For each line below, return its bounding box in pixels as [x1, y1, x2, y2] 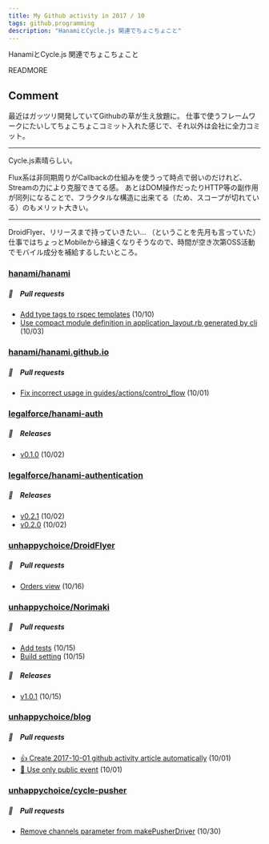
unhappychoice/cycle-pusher [8, 785, 127, 796]
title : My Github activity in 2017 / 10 [8, 11, 146, 20]
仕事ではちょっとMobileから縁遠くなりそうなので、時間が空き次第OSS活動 [8, 237, 255, 247]
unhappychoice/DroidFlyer [8, 539, 115, 551]
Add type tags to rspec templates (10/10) [19, 309, 155, 319]
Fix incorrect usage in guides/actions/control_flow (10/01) [19, 388, 210, 398]
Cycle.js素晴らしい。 [8, 155, 78, 165]
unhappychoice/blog [8, 711, 92, 722]
